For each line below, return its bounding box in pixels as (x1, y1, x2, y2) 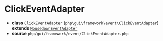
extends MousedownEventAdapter (11, 25, 78, 31)
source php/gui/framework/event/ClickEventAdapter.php (11, 30, 129, 36)
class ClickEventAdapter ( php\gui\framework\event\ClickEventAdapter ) (11, 20, 159, 26)
